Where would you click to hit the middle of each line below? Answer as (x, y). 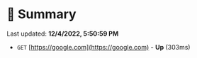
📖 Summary (41, 14)
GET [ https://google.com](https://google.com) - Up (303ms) (103, 47)
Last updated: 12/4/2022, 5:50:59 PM (63, 34)
